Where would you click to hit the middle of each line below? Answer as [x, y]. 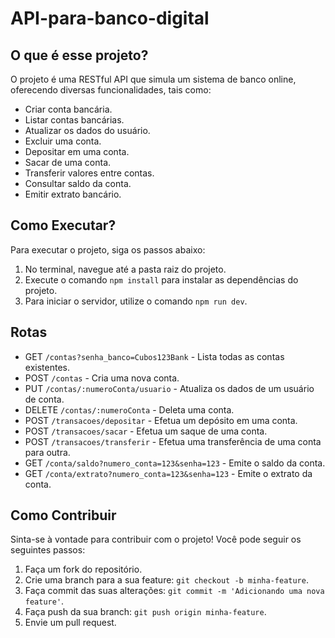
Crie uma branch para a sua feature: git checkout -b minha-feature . [166, 580]
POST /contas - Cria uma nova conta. [102, 378]
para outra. [47, 452]
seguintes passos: [48, 550]
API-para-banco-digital [110, 18]
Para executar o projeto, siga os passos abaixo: [108, 249]
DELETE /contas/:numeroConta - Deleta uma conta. [129, 409]
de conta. [44, 399]
